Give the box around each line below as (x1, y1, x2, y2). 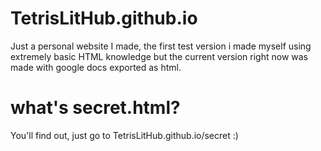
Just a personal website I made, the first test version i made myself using (10, 40, 312, 52)
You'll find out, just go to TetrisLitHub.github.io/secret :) (10, 129, 239, 141)
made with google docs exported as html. (10, 61, 182, 73)
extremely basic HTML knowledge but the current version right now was (10, 50, 309, 62)
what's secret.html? (10, 97, 181, 119)
